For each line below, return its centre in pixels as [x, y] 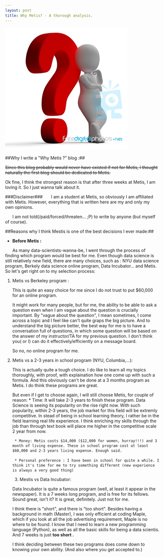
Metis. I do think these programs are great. [55, 385]
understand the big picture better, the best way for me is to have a [79, 325]
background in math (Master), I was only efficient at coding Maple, [79, 514]
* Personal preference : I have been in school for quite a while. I [87, 460]
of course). [16, 222]
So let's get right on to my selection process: [50, 271]
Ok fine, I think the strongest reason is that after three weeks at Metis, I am [80, 182]
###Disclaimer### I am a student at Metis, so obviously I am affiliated [79, 196]
